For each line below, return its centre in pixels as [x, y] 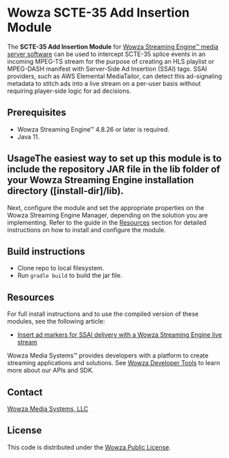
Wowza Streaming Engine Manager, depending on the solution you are [108, 215]
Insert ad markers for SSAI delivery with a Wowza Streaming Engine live [120, 335]
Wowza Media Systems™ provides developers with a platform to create [108, 355]
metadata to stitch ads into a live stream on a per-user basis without [104, 83]
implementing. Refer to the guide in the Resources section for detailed [107, 222]
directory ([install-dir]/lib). [66, 191]
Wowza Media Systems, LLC [48, 409]
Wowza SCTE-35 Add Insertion [99, 13]
